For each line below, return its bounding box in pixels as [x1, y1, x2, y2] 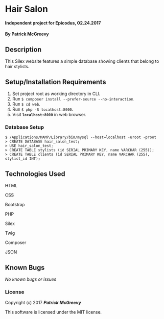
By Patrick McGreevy [5, 31, 49, 37]
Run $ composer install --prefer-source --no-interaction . [12, 96, 135, 101]
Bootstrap [5, 202, 25, 208]
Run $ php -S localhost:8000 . [12, 106, 73, 112]
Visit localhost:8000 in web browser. [12, 112, 87, 117]
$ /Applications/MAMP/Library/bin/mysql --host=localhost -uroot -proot [5, 135, 157, 140]
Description [5, 45, 42, 53]
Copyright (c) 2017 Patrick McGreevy [5, 300, 82, 306]
